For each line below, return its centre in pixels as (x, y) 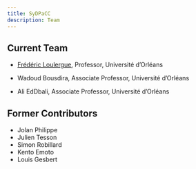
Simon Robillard (39, 145)
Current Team (38, 48)
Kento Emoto (35, 152)
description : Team (33, 20)
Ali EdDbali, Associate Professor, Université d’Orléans (93, 91)
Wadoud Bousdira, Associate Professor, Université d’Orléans (103, 78)
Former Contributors (52, 113)
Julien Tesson (37, 137)
